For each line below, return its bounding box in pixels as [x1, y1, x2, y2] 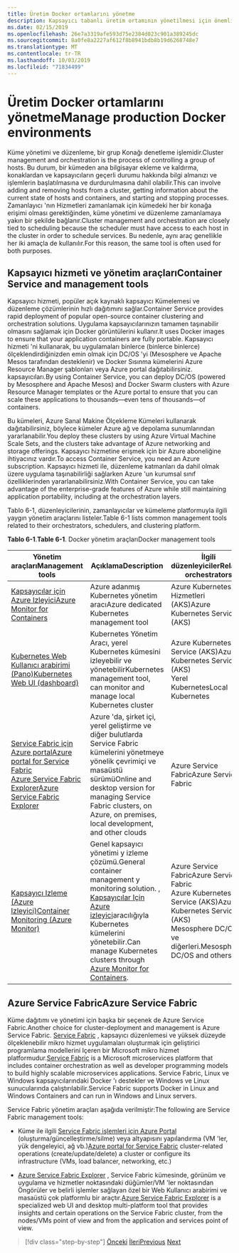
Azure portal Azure [11, 747, 73, 757]
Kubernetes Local [170, 682, 228, 692]
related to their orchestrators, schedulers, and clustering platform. [7, 521, 201, 530]
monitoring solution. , [90, 884, 161, 894]
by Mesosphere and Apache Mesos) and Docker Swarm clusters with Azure [7, 380, 230, 389]
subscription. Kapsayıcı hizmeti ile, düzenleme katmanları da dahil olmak [7, 462, 220, 471]
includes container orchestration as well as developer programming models [7, 1061, 229, 1070]
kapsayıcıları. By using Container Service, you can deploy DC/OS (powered [7, 373, 226, 381]
